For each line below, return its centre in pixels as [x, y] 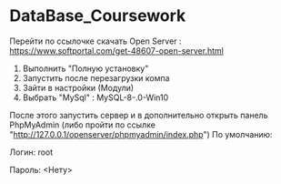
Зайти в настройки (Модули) [78, 87]
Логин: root [31, 152]
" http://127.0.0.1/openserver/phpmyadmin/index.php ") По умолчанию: [141, 134]
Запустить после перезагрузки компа [96, 77]
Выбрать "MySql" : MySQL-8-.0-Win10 [95, 97]
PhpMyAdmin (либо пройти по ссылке [83, 125]
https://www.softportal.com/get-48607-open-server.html [117, 50]
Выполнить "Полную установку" [85, 68]
